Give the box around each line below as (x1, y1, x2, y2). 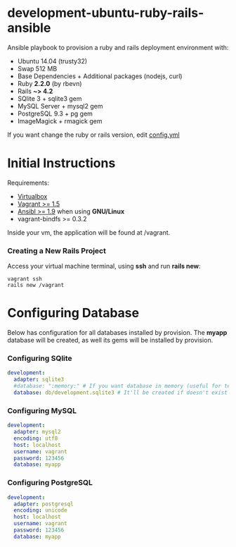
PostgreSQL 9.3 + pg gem (17, 109, 93, 118)
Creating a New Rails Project (7, 245, 107, 255)
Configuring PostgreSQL (7, 478, 93, 488)
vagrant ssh (7, 276, 42, 283)
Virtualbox (17, 192, 48, 200)
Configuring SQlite (7, 354, 72, 364)
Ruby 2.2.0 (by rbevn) (17, 79, 82, 87)
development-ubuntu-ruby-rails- (7, 5, 204, 21)
